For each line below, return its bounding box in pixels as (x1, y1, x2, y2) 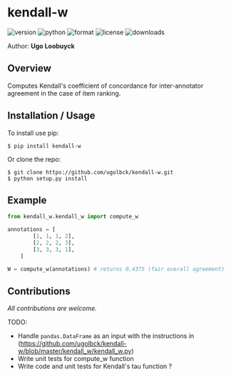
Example (7, 194, 47, 206)
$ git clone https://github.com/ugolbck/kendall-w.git (7, 168, 174, 176)
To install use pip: (7, 128, 59, 137)
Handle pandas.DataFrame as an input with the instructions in (17, 332, 195, 340)
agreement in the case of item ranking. (7, 88, 121, 97)
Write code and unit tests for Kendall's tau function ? (17, 362, 173, 371)
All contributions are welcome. (7, 304, 98, 313)
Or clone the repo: (7, 155, 61, 163)
